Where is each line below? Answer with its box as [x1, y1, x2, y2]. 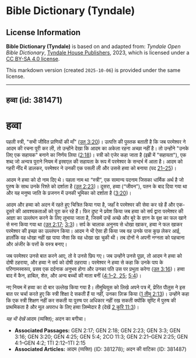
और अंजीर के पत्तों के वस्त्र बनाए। [6, 241, 68, 248]
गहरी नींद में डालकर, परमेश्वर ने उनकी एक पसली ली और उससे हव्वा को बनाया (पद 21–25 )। [6, 165, 177, 172]
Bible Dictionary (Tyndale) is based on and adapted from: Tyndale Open [6, 43, 181, 50]
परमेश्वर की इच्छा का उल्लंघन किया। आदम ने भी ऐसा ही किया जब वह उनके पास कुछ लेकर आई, [6, 228, 181, 235]
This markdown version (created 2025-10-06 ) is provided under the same [6, 67, 181, 74]
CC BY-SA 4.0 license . [6, 56, 60, 62]
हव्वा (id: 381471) [6, 95, 63, 105]
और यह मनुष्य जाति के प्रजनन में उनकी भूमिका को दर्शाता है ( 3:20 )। [6, 190, 132, 197]
